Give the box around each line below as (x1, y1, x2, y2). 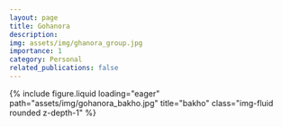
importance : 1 (9, 47, 63, 56)
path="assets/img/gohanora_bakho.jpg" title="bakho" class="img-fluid (9, 97, 274, 108)
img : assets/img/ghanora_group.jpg (9, 38, 143, 48)
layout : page (9, 13, 59, 23)
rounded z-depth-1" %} (9, 107, 96, 118)
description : (9, 30, 59, 39)
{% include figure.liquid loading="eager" (9, 87, 160, 99)
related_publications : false (9, 64, 119, 73)
